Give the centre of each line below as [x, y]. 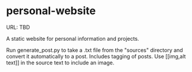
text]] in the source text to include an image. [60, 63]
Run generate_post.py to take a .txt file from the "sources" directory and [95, 50]
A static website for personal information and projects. [73, 38]
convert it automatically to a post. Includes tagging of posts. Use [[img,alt [96, 56]
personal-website [51, 11]
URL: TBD [18, 27]
